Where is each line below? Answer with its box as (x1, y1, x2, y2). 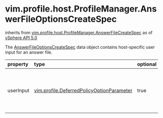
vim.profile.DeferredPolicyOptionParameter (33, 87, 132, 94)
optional (137, 60, 157, 67)
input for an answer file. (5, 49, 52, 55)
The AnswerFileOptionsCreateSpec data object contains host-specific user (5, 44, 155, 50)
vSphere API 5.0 (5, 35, 37, 41)
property (7, 60, 29, 67)
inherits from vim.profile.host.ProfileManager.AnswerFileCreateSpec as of (5, 29, 153, 35)
